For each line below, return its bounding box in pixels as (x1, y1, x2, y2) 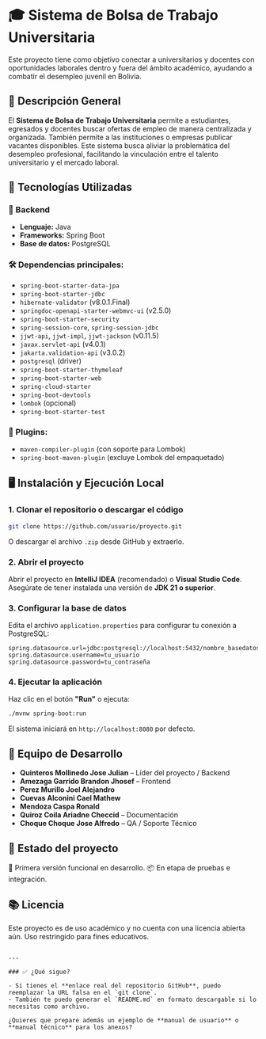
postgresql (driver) (19, 356, 82, 365)
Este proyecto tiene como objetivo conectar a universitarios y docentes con (8, 55, 255, 64)
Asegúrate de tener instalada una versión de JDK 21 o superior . (8, 583, 216, 592)
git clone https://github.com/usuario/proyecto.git (8, 522, 182, 531)
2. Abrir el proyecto (8, 556, 85, 567)
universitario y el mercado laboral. (8, 158, 120, 167)
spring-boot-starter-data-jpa (19, 282, 120, 290)
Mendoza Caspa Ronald (19, 801, 101, 812)
